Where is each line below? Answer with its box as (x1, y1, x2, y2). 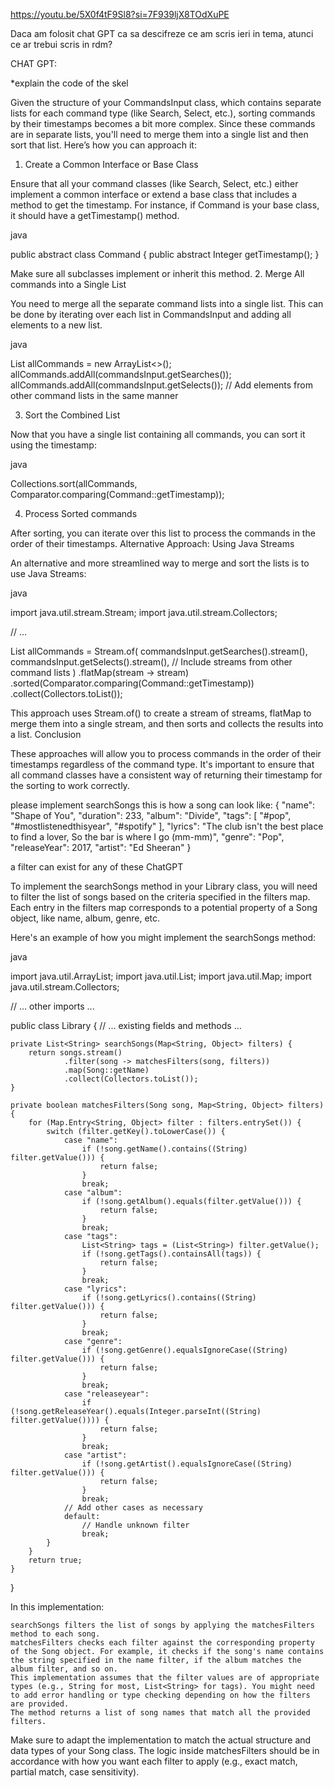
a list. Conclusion (10, 729, 82, 740)
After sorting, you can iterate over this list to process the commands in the (10, 527, 316, 539)
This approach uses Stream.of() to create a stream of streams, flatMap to (10, 707, 312, 719)
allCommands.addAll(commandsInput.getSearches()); (10, 369, 232, 380)
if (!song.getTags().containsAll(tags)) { (81, 1249, 262, 1259)
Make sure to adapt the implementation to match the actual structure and (10, 1734, 312, 1746)
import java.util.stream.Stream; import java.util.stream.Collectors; (10, 607, 278, 618)
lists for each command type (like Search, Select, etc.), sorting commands (10, 107, 316, 119)
